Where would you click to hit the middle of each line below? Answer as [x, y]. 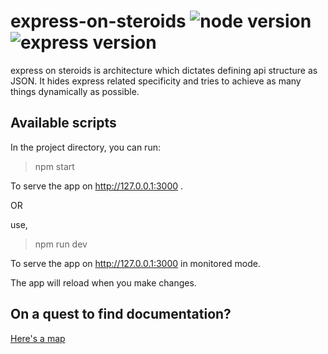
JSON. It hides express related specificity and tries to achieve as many [156, 81]
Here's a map [38, 338]
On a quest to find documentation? [121, 314]
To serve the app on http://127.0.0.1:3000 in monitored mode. [135, 263]
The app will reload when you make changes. [103, 282]
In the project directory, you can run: [85, 147]
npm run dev [61, 244]
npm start [54, 166]
